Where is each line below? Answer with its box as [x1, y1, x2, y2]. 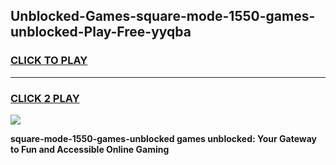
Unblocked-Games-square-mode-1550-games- [10, 8, 316, 25]
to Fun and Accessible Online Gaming [10, 143, 170, 155]
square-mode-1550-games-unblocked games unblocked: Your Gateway [10, 132, 317, 144]
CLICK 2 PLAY [10, 91, 80, 105]
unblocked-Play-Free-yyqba [10, 24, 192, 41]
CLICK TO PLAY [10, 54, 88, 68]
